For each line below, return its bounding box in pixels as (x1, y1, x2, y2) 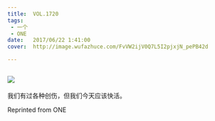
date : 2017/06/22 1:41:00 (7, 37, 91, 44)
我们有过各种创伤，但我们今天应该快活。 (7, 91, 126, 100)
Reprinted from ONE (7, 105, 67, 114)
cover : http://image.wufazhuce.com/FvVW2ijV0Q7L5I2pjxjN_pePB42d (7, 43, 209, 50)
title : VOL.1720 (7, 10, 59, 18)
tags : (7, 17, 23, 24)
